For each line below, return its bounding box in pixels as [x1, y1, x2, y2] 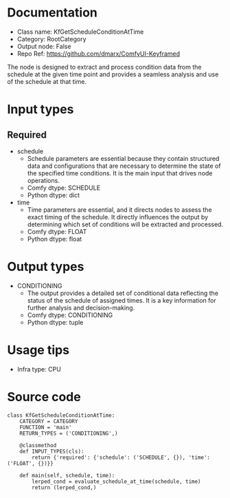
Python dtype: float [27, 235, 82, 243]
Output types [7, 259, 84, 274]
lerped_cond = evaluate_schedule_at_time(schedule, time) [32, 478, 201, 485]
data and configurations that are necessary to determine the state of [27, 162, 221, 170]
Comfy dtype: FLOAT [27, 227, 87, 235]
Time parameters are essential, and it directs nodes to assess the [27, 205, 212, 214]
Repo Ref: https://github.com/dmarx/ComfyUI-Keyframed [16, 50, 181, 58]
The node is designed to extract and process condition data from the [7, 63, 202, 71]
